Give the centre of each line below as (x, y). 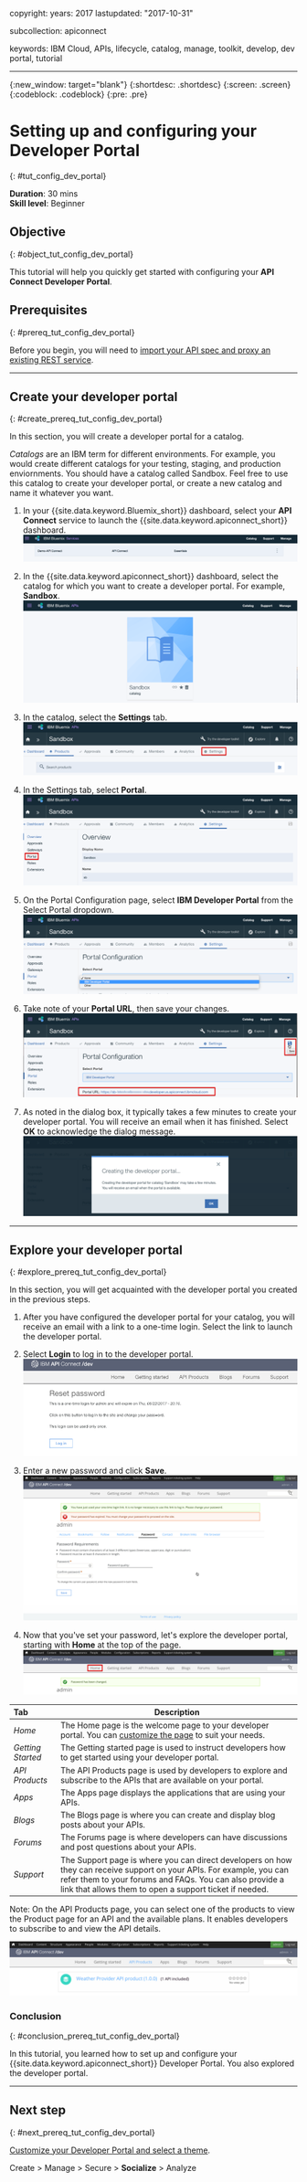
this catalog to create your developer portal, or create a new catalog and (146, 483)
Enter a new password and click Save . (95, 1470)
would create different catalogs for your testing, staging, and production (145, 464)
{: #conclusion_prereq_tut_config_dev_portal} (95, 2036)
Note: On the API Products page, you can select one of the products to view (152, 1910)
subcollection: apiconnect (58, 31)
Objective (38, 232)
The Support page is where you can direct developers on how (176, 1859)
